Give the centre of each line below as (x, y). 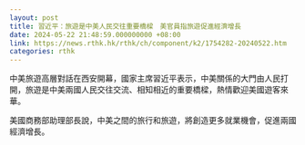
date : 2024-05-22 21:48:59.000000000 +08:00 (95, 34)
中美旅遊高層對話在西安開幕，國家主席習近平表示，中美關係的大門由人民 (145, 79)
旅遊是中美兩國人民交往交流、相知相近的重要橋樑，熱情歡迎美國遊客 (152, 90)
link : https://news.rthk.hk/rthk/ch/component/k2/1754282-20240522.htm (148, 43)
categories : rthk (42, 52)
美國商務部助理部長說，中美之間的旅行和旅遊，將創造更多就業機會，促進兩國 (153, 121)
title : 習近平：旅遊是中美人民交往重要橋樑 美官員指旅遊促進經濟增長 (125, 26)
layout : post (34, 18)
